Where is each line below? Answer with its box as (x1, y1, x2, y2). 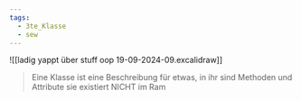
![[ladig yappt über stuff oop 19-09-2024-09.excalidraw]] (9, 55, 223, 66)
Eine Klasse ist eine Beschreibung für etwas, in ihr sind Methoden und (31, 72, 293, 83)
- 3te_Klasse (17, 22, 67, 31)
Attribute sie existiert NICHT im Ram (31, 82, 166, 93)
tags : (9, 13, 30, 23)
